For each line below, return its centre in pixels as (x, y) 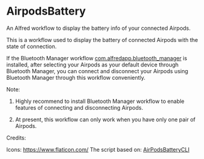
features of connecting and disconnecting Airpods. (79, 107)
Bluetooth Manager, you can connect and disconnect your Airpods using (97, 71)
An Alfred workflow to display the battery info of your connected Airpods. (98, 28)
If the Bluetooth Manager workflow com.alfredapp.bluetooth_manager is (97, 58)
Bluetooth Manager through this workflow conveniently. (76, 77)
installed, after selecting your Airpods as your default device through (93, 65)
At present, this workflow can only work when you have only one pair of (105, 119)
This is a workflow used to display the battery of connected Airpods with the (102, 40)
